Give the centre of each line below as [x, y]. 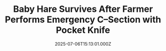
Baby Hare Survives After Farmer [83, 9]
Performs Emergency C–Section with [83, 20]
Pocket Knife [83, 30]
